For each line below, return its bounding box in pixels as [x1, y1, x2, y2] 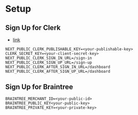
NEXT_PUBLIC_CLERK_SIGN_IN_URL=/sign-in [5, 55, 93, 61]
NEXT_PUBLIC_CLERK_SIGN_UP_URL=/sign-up [5, 60, 93, 65]
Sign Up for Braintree [5, 82, 73, 92]
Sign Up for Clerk [5, 23, 61, 32]
